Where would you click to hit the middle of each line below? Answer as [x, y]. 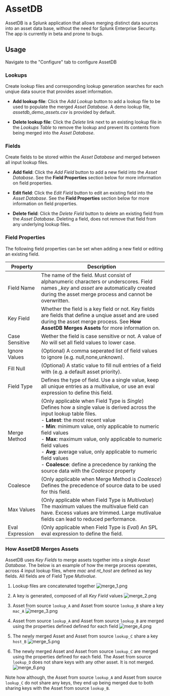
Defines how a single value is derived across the [98, 407]
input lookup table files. [69, 414]
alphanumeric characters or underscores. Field [97, 281]
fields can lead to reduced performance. [89, 519]
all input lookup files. [27, 163]
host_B [19, 642]
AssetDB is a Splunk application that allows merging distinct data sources [82, 23]
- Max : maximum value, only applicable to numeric [102, 439]
